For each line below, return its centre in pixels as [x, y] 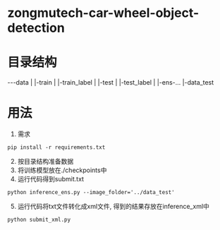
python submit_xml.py [39, 220]
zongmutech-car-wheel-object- [103, 13]
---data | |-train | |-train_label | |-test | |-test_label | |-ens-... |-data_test [111, 83]
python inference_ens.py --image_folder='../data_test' [91, 193]
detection [36, 28]
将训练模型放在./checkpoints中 [62, 170]
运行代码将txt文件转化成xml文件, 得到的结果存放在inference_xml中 [114, 207]
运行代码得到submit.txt [51, 179]
